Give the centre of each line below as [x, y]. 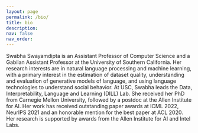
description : [22, 28]
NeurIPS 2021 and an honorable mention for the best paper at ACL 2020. [95, 112]
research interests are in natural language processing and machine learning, [99, 68]
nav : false [20, 34]
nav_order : [20, 39]
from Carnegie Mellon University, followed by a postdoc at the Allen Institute [99, 100]
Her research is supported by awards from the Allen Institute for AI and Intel [98, 119]
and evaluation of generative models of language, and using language [91, 81]
